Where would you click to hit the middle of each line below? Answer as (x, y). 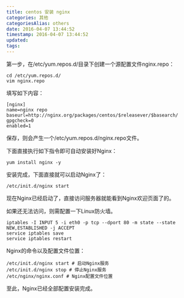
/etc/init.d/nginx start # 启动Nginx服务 (58, 263)
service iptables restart (39, 238)
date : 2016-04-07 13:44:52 (41, 29)
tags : (13, 46)
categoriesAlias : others (38, 23)
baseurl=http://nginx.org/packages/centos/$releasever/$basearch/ (92, 115)
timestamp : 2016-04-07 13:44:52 (47, 35)
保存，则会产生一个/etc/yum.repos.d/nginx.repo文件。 (74, 138)
